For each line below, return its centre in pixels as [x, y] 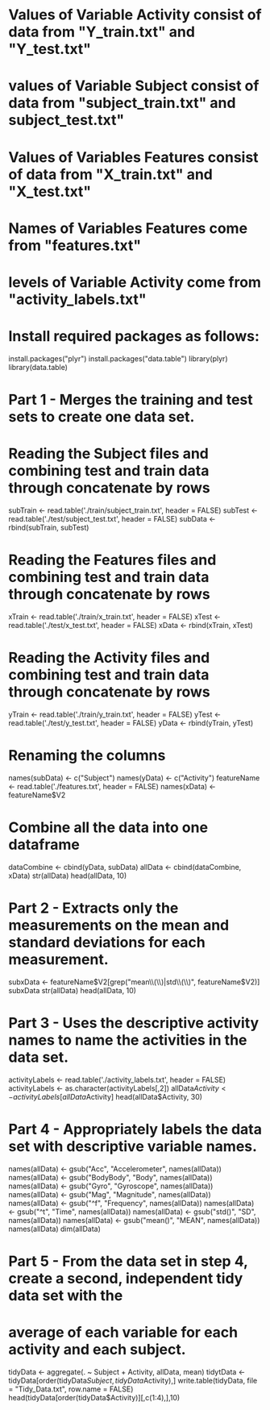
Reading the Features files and [112, 560]
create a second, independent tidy [126, 1278]
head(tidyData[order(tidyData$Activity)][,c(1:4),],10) [94, 1397]
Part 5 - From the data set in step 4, [128, 1261]
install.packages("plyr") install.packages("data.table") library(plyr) [118, 358]
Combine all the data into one [108, 827]
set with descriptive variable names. [133, 1146]
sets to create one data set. [102, 417]
